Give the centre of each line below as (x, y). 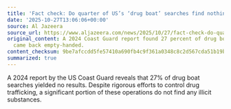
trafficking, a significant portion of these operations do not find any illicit (109, 92)
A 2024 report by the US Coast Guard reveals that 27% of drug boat (103, 77)
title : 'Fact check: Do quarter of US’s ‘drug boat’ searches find (106, 13)
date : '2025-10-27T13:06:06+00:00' (58, 20)
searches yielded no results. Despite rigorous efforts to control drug (103, 85)
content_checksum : (33, 52)
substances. (24, 99)
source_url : (24, 33)
